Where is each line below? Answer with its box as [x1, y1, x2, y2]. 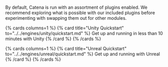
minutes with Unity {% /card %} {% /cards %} [5, 36, 102, 42]
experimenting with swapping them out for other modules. [5, 15, 127, 21]
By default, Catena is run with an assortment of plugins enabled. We [5, 5, 148, 10]
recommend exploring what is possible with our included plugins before [5, 10, 155, 16]
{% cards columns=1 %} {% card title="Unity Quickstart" [5, 25, 124, 31]
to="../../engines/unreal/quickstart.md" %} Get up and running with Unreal [5, 51, 160, 57]
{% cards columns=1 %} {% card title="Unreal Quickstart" [5, 46, 127, 51]
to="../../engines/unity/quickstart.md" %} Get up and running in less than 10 [5, 30, 163, 36]
